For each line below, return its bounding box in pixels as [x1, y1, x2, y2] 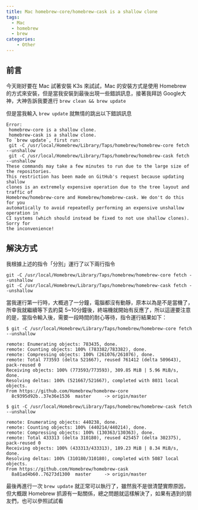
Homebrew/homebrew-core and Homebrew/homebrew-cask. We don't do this [6, 194, 184, 200]
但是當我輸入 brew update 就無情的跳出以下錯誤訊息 [6, 109, 132, 117]
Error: [6, 121, 23, 128]
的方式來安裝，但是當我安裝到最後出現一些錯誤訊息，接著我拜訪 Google [6, 90, 181, 97]
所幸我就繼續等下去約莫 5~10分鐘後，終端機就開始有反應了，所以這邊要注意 [6, 306, 191, 313]
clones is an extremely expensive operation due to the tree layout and [6, 184, 190, 190]
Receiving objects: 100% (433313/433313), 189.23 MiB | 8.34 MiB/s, [6, 445, 179, 451]
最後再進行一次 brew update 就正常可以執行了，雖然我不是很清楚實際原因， [6, 482, 189, 489]
